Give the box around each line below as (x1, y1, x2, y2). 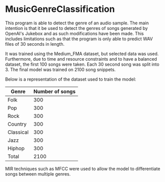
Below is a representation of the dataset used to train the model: (5, 76, 136, 82)
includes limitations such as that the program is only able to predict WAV (5, 36, 153, 42)
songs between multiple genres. (5, 171, 71, 177)
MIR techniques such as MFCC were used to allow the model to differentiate (5, 166, 161, 172)
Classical (7, 128, 29, 135)
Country (7, 120, 27, 127)
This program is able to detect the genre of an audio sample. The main (5, 20, 149, 26)
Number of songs (33, 88, 76, 95)
